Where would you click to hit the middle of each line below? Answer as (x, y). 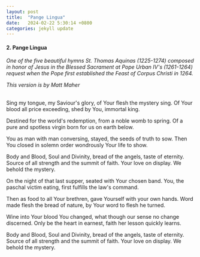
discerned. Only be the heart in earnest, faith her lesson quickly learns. (94, 223)
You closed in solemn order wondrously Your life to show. (77, 145)
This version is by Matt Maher (43, 85)
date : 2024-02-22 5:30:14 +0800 (49, 23)
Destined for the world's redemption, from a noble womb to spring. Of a (95, 121)
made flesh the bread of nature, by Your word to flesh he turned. (86, 205)
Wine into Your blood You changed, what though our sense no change (93, 217)
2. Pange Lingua (27, 47)
